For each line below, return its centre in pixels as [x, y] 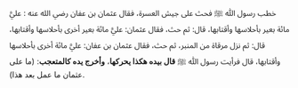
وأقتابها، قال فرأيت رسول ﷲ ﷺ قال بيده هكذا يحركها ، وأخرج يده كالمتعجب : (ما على [145, 61]
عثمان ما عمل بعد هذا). [47, 75]
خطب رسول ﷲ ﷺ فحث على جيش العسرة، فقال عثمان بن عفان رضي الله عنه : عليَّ [143, 13]
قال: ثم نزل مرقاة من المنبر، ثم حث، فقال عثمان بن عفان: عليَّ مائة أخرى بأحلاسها [137, 45]
